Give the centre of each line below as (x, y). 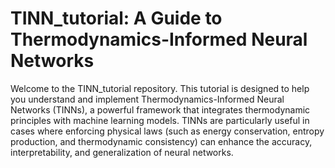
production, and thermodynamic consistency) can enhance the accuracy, (161, 141)
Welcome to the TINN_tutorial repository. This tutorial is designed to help (160, 88)
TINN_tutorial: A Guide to (116, 18)
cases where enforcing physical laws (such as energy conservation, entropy (167, 131)
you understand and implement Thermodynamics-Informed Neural (147, 99)
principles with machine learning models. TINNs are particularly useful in (160, 120)
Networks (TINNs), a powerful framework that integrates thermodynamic (160, 109)
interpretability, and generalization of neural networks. (122, 152)
